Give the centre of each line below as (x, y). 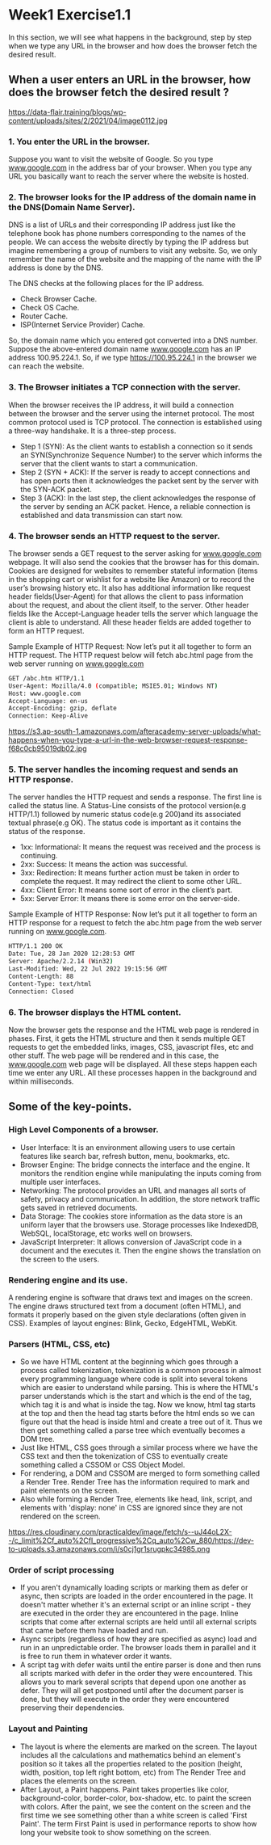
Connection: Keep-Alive (48, 716)
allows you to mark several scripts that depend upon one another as (133, 1682)
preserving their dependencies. (72, 1708)
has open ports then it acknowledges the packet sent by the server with (140, 480)
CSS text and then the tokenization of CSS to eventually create (124, 1456)
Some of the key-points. (70, 1107)
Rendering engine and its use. (68, 1280)
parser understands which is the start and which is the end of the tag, (136, 1396)
